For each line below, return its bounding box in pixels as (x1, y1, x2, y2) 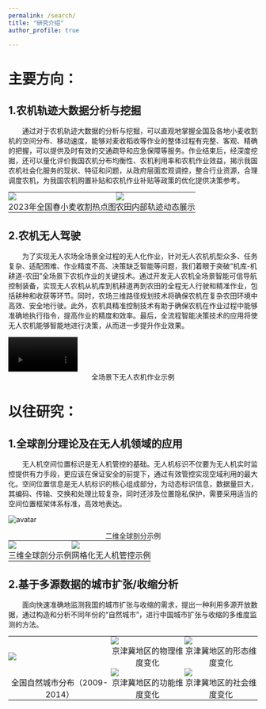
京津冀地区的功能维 (112, 677, 184, 688)
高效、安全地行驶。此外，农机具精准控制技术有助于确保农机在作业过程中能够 (8, 301, 258, 311)
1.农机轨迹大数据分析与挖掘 (8, 104, 142, 117)
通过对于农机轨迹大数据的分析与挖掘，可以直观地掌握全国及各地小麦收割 (22, 126, 258, 135)
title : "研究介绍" (8, 19, 65, 27)
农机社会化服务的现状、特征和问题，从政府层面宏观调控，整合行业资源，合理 (8, 166, 258, 175)
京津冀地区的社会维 (184, 677, 257, 688)
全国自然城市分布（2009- (10, 677, 108, 688)
